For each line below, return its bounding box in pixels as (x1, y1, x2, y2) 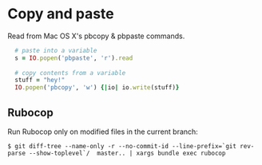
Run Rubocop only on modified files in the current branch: (7, 127, 199, 136)
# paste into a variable (14, 46, 97, 54)
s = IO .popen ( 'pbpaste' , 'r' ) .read (14, 53, 133, 62)
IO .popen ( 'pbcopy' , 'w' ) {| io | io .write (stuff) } (14, 84, 180, 92)
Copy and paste (7, 5, 115, 23)
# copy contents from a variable (14, 69, 126, 77)
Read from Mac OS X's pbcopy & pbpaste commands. (7, 31, 185, 41)
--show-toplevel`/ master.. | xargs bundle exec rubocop (28, 149, 226, 157)
